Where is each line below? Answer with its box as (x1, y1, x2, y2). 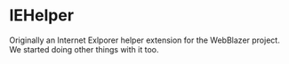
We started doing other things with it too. (9, 44, 159, 54)
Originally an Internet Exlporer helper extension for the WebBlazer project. (9, 35, 280, 45)
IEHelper (9, 5, 74, 26)
